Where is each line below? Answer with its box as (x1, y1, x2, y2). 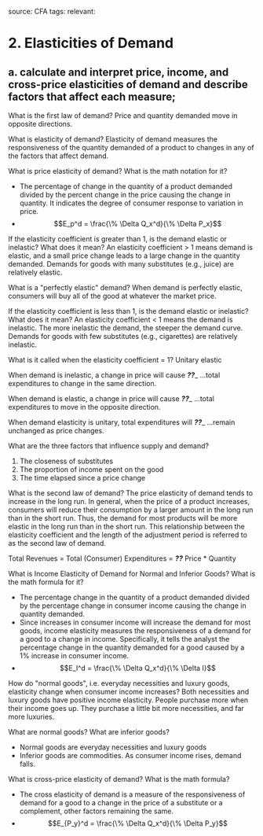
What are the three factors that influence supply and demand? (8, 441, 210, 451)
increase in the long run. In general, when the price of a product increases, (8, 497, 250, 506)
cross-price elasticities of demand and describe (8, 78, 249, 91)
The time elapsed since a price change (19, 473, 146, 482)
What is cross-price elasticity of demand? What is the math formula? (8, 775, 230, 783)
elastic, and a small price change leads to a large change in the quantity (8, 251, 241, 260)
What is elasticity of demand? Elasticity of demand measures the (8, 134, 218, 144)
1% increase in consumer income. (19, 651, 130, 660)
